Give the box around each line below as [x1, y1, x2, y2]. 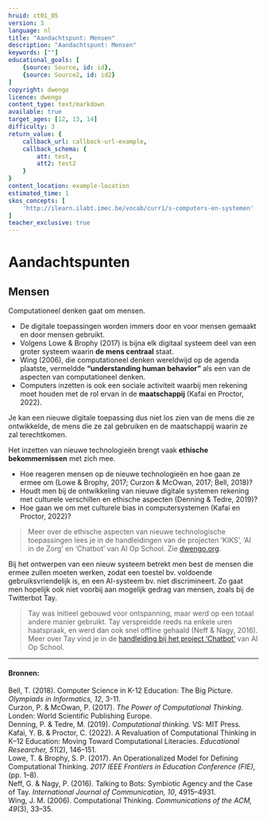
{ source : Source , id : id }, [22, 64, 112, 72]
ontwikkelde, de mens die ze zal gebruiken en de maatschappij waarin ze [8, 421, 248, 431]
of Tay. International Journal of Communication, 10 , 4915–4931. [8, 788, 216, 797]
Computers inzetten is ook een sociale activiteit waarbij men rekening [19, 381, 248, 390]
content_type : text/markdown [8, 100, 105, 108]
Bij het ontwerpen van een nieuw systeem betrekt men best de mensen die [8, 559, 253, 569]
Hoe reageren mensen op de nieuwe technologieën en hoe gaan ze [19, 469, 241, 479]
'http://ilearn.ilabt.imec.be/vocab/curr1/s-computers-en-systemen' [22, 204, 254, 212]
